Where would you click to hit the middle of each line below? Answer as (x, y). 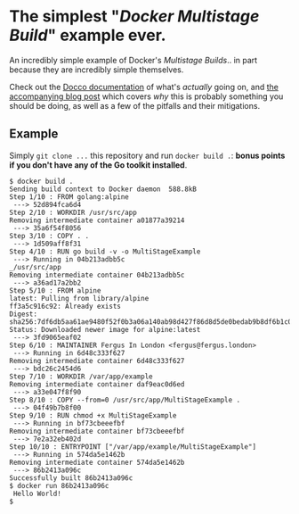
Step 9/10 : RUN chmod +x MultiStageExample (93, 415)
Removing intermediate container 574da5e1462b (97, 462)
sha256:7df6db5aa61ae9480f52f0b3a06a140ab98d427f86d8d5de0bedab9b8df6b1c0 (151, 322)
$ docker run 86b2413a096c (59, 485)
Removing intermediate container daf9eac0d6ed (97, 384)
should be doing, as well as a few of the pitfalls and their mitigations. (135, 105)
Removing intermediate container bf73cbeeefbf (97, 431)
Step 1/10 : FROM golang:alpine (69, 197)
